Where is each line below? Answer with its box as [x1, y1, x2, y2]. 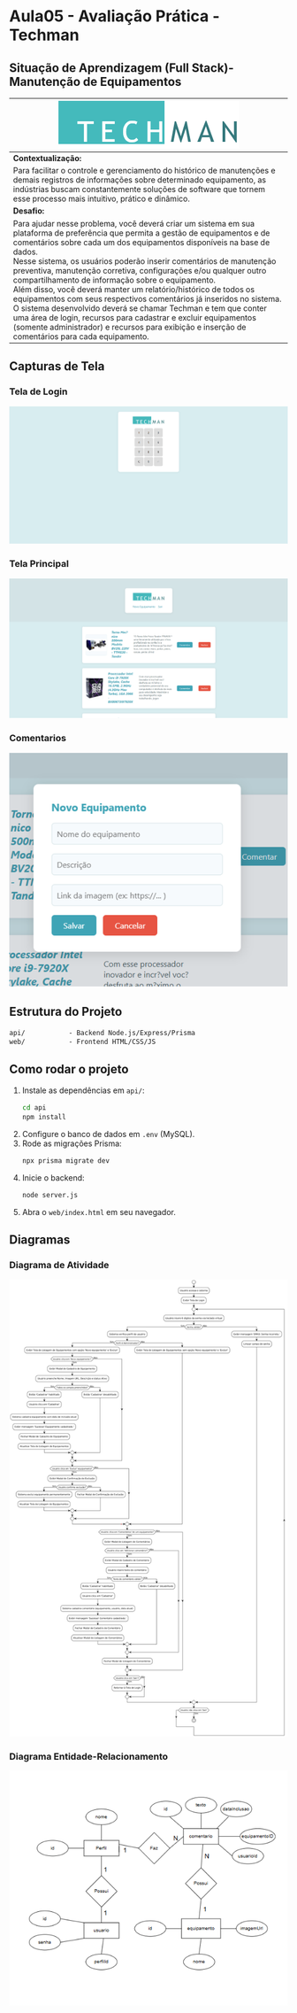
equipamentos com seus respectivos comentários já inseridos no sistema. [12, 293, 282, 304]
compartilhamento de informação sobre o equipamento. [12, 275, 217, 285]
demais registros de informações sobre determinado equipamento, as [12, 174, 267, 185]
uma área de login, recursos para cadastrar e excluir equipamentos [12, 312, 256, 322]
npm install [21, 1112, 66, 1121]
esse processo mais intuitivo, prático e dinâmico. [12, 193, 190, 204]
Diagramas [9, 1232, 71, 1247]
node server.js [21, 1190, 79, 1199]
